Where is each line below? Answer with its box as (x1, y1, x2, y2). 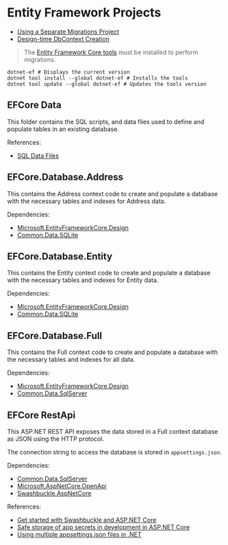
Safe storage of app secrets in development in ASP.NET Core (16, 523, 190, 531)
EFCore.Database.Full (7, 329, 103, 341)
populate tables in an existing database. (7, 125, 120, 133)
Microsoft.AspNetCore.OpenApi (16, 482, 107, 490)
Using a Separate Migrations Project (16, 27, 120, 36)
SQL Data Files (16, 151, 60, 159)
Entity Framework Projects (7, 5, 162, 21)
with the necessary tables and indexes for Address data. (7, 197, 166, 205)
